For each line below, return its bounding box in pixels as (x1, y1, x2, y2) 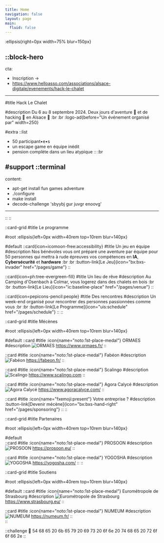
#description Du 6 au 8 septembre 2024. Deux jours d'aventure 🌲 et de (5, 109, 148, 115)
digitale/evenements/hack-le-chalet (12, 85, 84, 91)
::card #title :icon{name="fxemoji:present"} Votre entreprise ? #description (5, 396, 155, 402)
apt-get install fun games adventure (12, 185, 84, 191)
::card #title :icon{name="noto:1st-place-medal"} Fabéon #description (5, 352, 146, 358)
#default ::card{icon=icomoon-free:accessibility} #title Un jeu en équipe (5, 243, 150, 249)
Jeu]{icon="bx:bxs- (106, 259, 146, 265)
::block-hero (5, 53, 44, 61)
